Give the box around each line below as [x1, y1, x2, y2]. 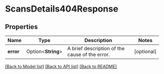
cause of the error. [67, 51, 110, 58]
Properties [5, 23, 38, 31]
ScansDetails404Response [5, 3, 119, 15]
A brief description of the [67, 45, 125, 52]
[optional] [134, 48, 157, 55]
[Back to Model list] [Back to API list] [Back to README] [5, 64, 117, 69]
